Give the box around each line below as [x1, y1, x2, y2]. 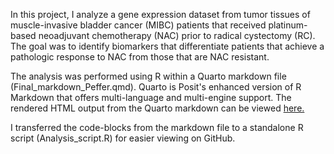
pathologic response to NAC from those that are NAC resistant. [10, 51, 270, 63]
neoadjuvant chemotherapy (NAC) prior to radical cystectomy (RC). [38, 30, 316, 41]
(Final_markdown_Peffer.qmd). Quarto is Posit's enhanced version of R [10, 81, 302, 93]
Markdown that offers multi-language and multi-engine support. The [10, 92, 292, 103]
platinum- [268, 19, 308, 31]
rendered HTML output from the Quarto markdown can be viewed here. [10, 102, 305, 114]
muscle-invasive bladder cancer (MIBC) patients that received [10, 19, 267, 31]
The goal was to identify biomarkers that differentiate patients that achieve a [10, 40, 325, 52]
